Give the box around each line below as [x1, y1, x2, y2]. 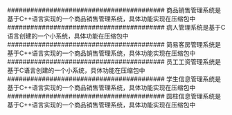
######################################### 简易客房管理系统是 [7, 41, 222, 48]
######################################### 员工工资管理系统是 [7, 58, 222, 65]
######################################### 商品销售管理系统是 [7, 6, 222, 14]
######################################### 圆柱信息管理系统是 [7, 92, 222, 100]
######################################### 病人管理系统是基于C [7, 23, 226, 31]
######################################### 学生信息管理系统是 [7, 75, 222, 83]
